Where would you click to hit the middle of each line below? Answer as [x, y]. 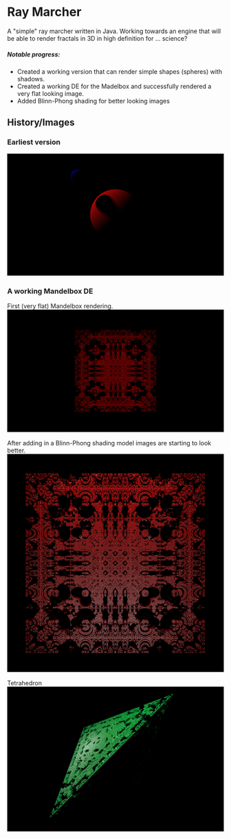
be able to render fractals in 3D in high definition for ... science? [97, 38]
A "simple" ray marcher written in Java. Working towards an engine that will [114, 31]
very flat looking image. [51, 93]
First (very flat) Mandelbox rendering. [60, 306]
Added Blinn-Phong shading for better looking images [93, 101]
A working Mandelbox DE [50, 292]
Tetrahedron [25, 683]
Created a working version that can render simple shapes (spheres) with [119, 71]
